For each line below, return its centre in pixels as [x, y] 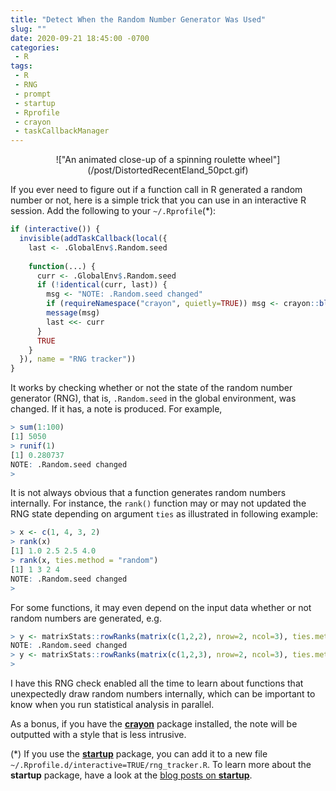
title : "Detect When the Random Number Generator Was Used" [138, 19]
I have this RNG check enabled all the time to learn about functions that [157, 683]
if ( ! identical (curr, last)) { [102, 285]
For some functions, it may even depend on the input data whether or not [161, 607]
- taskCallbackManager [62, 131]
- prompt [33, 94]
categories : [35, 47]
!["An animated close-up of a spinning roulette [151, 160]
